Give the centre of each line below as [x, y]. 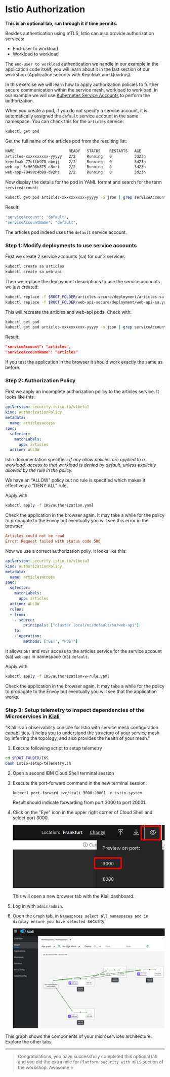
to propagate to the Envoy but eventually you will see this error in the [77, 521]
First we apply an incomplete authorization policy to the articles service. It [82, 392]
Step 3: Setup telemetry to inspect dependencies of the [75, 710]
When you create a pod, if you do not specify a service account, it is [76, 110]
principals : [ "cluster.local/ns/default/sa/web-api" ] [81, 625]
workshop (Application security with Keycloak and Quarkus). [68, 74]
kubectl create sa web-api [34, 272]
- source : [25, 620]
